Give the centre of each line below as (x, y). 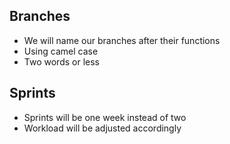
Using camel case (61, 51)
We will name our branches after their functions (122, 40)
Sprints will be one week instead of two (105, 117)
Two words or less (61, 61)
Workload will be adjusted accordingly (102, 128)
